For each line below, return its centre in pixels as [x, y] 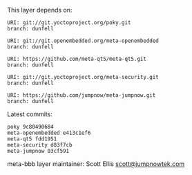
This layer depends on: [40, 10]
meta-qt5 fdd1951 [32, 139]
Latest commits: [30, 114]
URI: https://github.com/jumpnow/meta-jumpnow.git [81, 95]
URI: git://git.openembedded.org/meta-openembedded [83, 41]
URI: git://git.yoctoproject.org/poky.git [69, 23]
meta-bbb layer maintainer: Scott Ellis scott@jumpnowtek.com [96, 164]
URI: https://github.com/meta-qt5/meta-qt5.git [77, 59]
